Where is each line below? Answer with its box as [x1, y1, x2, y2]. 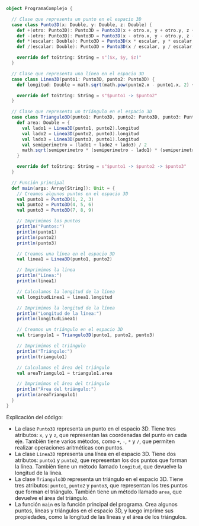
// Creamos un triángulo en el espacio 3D [17, 327, 123, 333]
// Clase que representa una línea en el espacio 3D [11, 71, 145, 76]
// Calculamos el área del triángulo [17, 365, 110, 371]
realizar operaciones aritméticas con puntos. [14, 444, 124, 451]
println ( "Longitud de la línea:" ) [17, 310, 102, 317]
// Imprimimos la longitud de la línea [17, 305, 115, 311]
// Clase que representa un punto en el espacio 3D [11, 16, 142, 22]
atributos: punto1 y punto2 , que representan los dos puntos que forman [14, 457, 188, 464]
